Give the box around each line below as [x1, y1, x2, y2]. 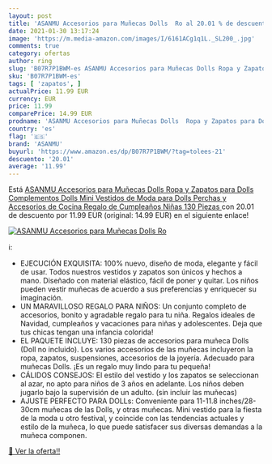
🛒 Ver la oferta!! [8, 446, 61, 456]
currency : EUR [8, 95, 57, 103]
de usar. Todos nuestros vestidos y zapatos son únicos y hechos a [19, 267, 243, 277]
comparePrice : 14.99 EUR [8, 110, 92, 118]
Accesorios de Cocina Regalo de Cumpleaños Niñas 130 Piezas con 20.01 [8, 202, 255, 211]
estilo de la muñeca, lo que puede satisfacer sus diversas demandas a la [19, 422, 263, 432]
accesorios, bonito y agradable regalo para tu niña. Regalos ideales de [19, 310, 256, 320]
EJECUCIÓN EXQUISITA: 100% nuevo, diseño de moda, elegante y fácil [19, 258, 258, 268]
